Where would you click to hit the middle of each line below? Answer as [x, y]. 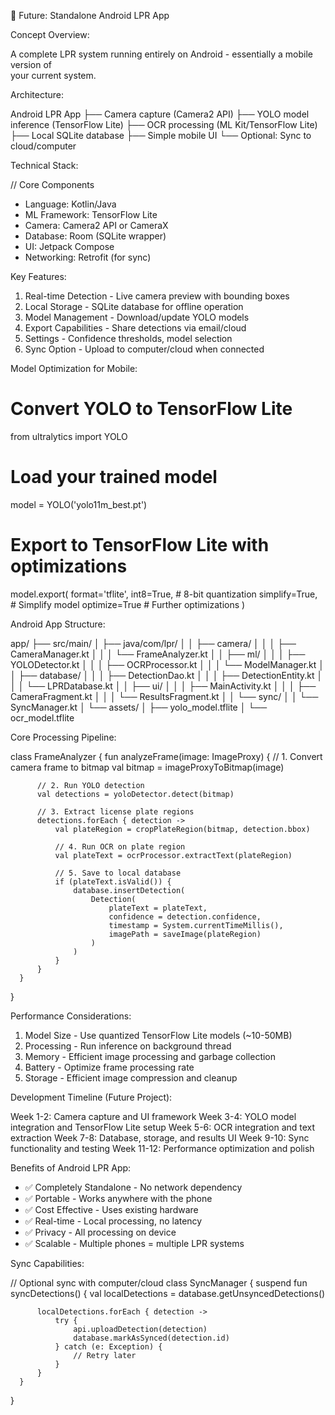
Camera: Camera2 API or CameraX [96, 225]
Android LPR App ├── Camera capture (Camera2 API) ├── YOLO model [160, 114]
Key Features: [38, 276]
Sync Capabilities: [47, 1263]
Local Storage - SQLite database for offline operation [134, 306]
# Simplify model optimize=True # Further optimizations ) [128, 604]
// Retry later [105, 1355]
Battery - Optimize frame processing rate [109, 1067]
